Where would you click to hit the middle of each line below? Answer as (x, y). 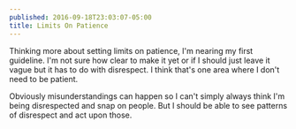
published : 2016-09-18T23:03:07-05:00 (80, 17)
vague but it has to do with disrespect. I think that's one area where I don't (144, 69)
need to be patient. (44, 79)
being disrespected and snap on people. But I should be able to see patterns (148, 105)
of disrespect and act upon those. (71, 115)
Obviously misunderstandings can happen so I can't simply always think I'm (147, 96)
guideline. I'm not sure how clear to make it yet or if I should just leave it (140, 60)
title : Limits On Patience (59, 26)
